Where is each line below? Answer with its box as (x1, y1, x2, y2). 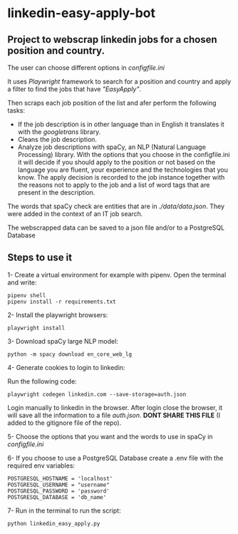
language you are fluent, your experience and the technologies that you (17, 165, 228, 174)
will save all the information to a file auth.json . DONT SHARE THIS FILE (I (7, 411, 221, 419)
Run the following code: (7, 376, 77, 386)
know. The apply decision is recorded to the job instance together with (17, 173, 225, 181)
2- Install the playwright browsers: (7, 310, 108, 319)
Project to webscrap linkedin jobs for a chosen (7, 34, 217, 46)
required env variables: (7, 461, 76, 470)
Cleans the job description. (17, 135, 98, 143)
